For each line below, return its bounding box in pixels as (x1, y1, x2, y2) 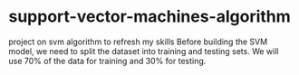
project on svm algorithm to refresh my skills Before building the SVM (8, 36, 268, 47)
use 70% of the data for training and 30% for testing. (8, 55, 207, 66)
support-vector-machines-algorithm (8, 6, 291, 27)
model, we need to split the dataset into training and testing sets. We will (8, 45, 279, 56)
